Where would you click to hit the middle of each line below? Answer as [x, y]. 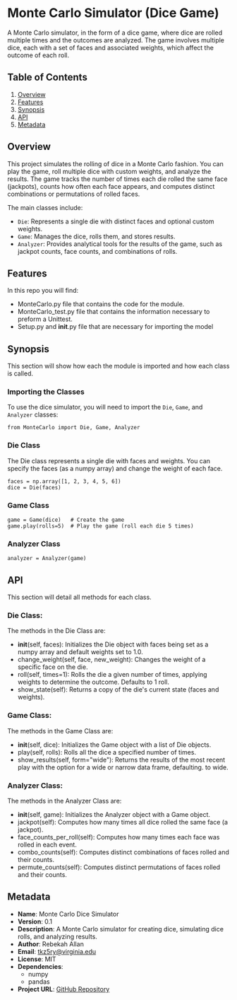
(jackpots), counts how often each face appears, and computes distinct [111, 186]
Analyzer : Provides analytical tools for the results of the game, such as [120, 244]
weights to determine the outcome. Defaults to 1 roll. [93, 682]
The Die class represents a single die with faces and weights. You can [109, 460]
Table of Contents [48, 77]
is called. [20, 373]
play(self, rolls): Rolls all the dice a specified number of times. [107, 752]
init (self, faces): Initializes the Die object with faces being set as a [113, 644]
